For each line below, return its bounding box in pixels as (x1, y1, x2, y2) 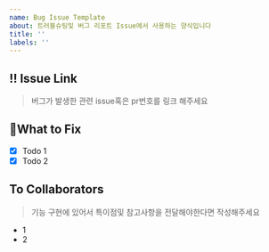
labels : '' (9, 37, 50, 47)
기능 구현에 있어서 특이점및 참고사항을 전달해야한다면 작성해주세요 (30, 207, 260, 217)
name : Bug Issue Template (9, 12, 105, 22)
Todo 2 (21, 155, 49, 166)
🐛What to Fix (9, 122, 82, 137)
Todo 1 (21, 145, 47, 156)
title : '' (9, 29, 46, 38)
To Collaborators (9, 182, 104, 197)
